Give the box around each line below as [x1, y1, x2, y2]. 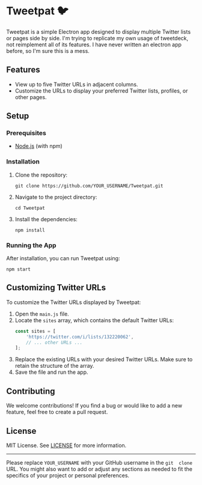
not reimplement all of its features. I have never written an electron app [6, 41, 182, 48]
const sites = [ [14, 328, 56, 334]
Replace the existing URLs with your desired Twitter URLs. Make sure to [14, 356, 193, 363]
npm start [6, 266, 31, 273]
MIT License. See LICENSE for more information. [6, 442, 127, 449]
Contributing [6, 386, 55, 396]
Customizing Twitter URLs [6, 282, 106, 293]
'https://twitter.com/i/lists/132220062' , [26, 334, 134, 340]
